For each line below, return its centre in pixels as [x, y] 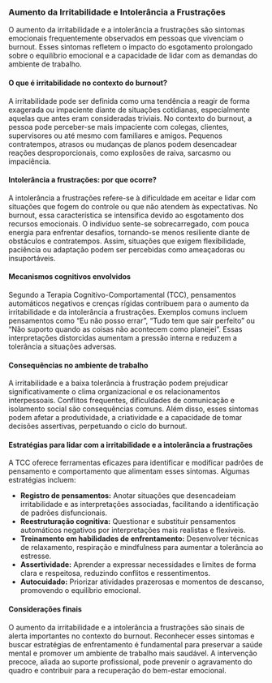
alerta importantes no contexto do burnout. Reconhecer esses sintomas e [132, 636]
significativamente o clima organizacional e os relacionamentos [114, 392]
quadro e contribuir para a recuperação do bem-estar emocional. [118, 670]
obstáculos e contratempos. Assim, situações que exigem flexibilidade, [127, 241]
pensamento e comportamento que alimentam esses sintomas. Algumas [129, 471]
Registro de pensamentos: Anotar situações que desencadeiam [128, 496]
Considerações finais [45, 609]
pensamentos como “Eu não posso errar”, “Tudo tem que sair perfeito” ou [132, 320]
